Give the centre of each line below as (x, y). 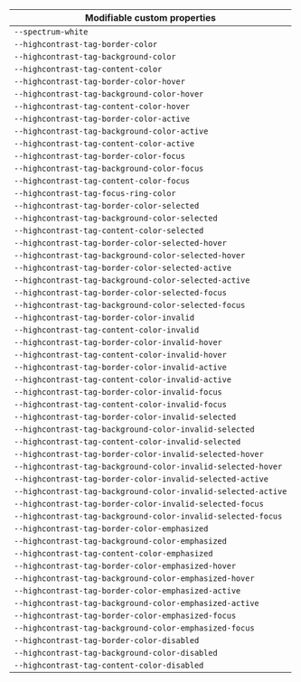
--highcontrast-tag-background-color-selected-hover (130, 255)
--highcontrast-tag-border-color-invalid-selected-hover (139, 454)
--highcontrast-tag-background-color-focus (109, 168)
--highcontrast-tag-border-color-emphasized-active (127, 591)
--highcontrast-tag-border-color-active (102, 119)
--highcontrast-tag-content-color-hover (102, 106)
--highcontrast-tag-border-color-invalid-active (121, 367)
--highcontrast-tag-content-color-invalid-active (123, 380)
